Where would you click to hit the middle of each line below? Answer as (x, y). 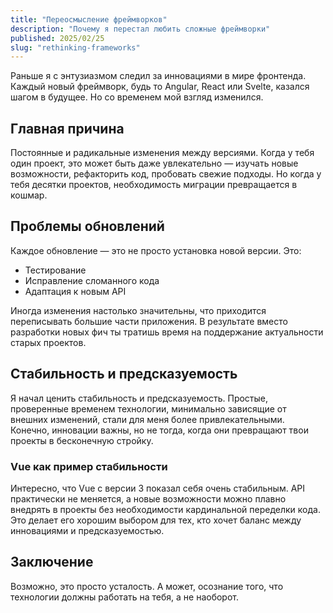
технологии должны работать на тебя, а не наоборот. (124, 597)
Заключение (52, 562)
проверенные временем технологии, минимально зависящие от (148, 408)
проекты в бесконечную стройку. (82, 440)
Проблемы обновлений (87, 226)
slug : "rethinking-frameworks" (75, 47)
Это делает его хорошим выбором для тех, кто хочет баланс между (156, 520)
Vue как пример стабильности (89, 466)
